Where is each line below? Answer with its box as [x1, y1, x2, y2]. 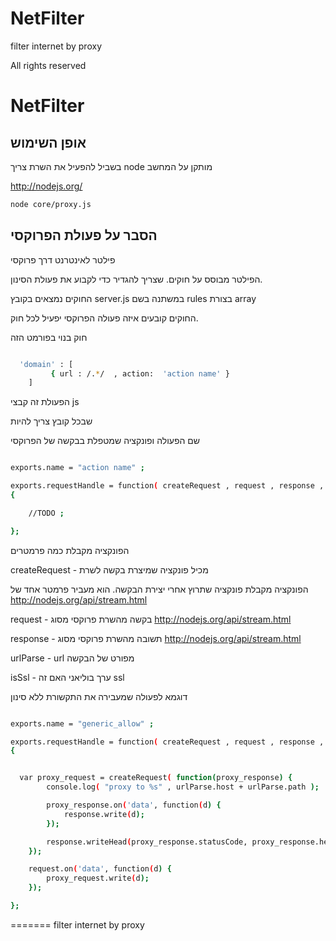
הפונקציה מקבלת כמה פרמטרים [10, 544, 130, 556]
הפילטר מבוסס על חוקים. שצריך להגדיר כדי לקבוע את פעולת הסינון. [10, 273, 263, 285]
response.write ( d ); [63, 809, 145, 819]
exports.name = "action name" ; [10, 463, 145, 473]
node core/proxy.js [10, 199, 92, 209]
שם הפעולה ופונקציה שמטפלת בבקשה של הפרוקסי [10, 435, 201, 447]
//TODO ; [28, 508, 65, 518]
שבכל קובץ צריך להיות [10, 415, 93, 427]
